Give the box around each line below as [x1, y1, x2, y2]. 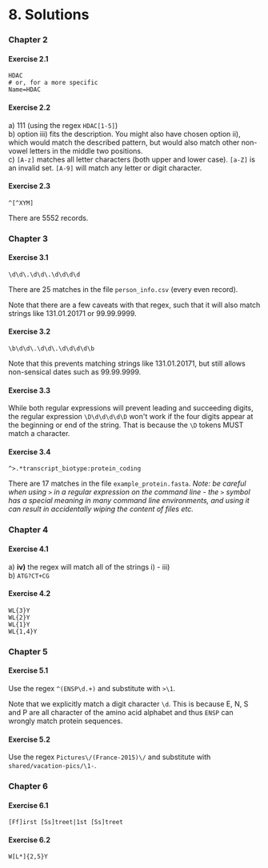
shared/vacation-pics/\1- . [8, 761, 97, 770]
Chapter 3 [8, 233, 48, 244]
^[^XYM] [8, 198, 34, 207]
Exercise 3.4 [8, 446, 51, 457]
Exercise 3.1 [8, 253, 49, 262]
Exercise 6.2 [8, 834, 50, 845]
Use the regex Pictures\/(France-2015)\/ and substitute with [8, 752, 211, 762]
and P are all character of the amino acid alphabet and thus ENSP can [8, 707, 234, 717]
